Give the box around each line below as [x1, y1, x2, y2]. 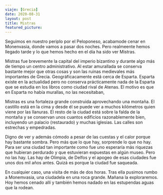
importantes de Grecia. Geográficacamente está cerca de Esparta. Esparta [5, 74, 155, 80]
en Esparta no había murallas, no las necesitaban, [5, 89, 105, 95]
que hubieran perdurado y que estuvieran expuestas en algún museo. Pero [5, 149, 155, 156]
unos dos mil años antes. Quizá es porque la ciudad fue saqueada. [5, 160, 139, 166]
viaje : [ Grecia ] [5, 7, 38, 12]
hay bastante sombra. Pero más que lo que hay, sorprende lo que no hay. [5, 139, 152, 145]
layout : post [5, 16, 32, 21]
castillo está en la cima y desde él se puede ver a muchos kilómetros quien [5, 104, 156, 110]
